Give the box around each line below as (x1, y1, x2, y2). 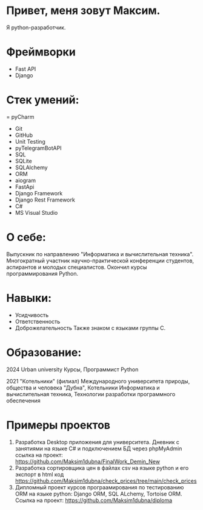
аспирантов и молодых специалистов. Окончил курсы (6, 263, 147, 271)
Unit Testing (15, 138, 45, 145)
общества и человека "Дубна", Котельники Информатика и (6, 384, 160, 391)
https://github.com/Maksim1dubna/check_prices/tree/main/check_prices (15, 477, 197, 484)
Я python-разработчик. (6, 24, 66, 31)
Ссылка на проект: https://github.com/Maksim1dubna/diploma (15, 497, 173, 504)
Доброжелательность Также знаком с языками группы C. (15, 324, 165, 332)
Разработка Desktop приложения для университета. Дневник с (15, 438, 180, 445)
